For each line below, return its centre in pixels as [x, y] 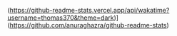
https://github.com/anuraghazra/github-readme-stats [88, 25]
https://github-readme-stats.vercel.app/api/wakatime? [90, 10]
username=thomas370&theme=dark [61, 18]
